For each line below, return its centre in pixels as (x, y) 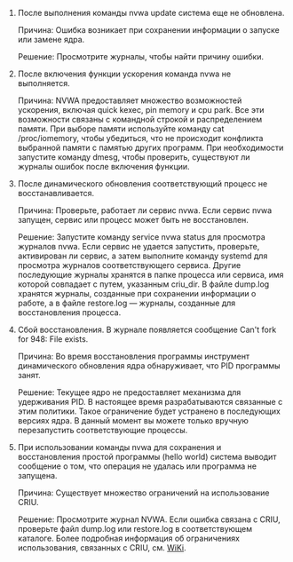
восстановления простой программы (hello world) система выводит (147, 457)
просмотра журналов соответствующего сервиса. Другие (129, 265)
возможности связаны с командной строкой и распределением (140, 119)
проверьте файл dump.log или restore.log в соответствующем (135, 529)
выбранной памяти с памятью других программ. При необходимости (150, 147)
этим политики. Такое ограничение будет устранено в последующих (149, 411)
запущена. (37, 475)
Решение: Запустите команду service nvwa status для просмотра (142, 237)
